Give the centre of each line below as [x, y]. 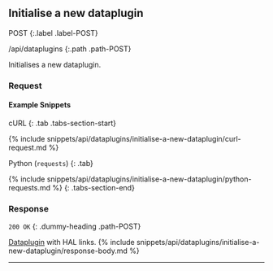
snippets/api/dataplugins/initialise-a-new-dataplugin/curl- [144, 138]
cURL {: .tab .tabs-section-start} [62, 123]
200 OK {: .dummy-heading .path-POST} [75, 226]
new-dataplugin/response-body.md [68, 251]
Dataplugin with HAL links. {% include [72, 243]
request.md [28, 147]
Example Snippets [40, 105]
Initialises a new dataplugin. [55, 64]
